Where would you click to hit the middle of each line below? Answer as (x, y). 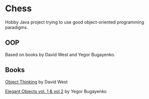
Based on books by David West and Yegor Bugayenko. (60, 54)
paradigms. (16, 27)
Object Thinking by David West (36, 82)
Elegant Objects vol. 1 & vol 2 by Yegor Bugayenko (56, 91)
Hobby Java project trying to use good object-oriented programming (74, 22)
